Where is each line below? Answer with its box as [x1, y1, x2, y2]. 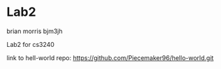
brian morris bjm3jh [6, 27, 63, 35]
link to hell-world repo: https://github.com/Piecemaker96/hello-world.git [6, 53, 214, 62]
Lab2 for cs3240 [6, 40, 55, 48]
